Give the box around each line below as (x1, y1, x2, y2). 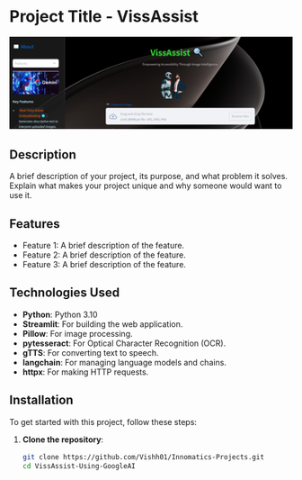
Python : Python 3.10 (22, 309, 98, 320)
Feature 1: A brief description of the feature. (22, 240, 185, 250)
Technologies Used (9, 285, 120, 301)
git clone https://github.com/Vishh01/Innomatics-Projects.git (22, 452, 265, 461)
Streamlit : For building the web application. (22, 318, 183, 330)
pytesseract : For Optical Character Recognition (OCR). (22, 338, 226, 349)
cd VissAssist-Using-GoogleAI (22, 462, 137, 471)
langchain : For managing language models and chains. (22, 357, 227, 367)
